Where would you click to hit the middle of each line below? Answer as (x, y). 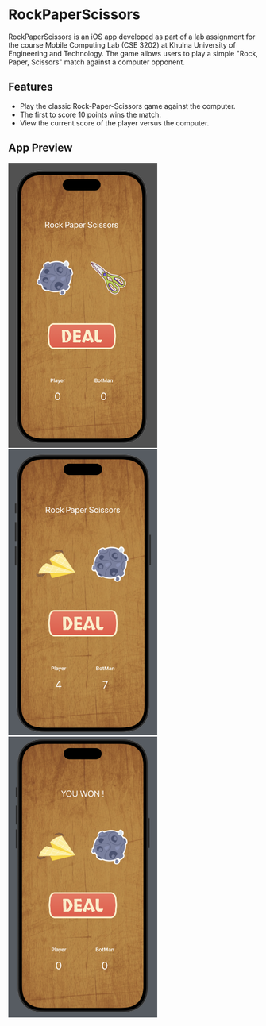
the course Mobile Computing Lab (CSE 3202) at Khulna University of (122, 44)
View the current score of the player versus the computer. (114, 123)
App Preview (40, 148)
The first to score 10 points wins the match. (90, 114)
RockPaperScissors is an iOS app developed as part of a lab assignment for (132, 37)
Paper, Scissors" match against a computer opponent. (96, 62)
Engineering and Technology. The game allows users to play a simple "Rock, (133, 53)
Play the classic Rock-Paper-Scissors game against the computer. (127, 106)
